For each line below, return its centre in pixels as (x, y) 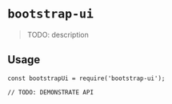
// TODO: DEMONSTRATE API (50, 92)
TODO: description (58, 34)
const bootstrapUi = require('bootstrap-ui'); (86, 78)
